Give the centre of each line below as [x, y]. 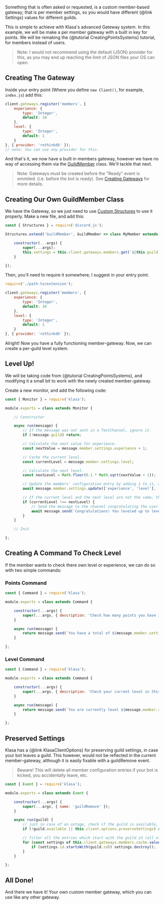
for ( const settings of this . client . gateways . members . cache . [86, 842]
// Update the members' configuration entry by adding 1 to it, [89, 484]
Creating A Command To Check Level [63, 553]
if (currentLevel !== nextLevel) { [59, 502]
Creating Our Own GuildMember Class [64, 199]
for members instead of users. [35, 43]
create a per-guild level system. [37, 348]
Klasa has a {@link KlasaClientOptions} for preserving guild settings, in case [82, 750]
